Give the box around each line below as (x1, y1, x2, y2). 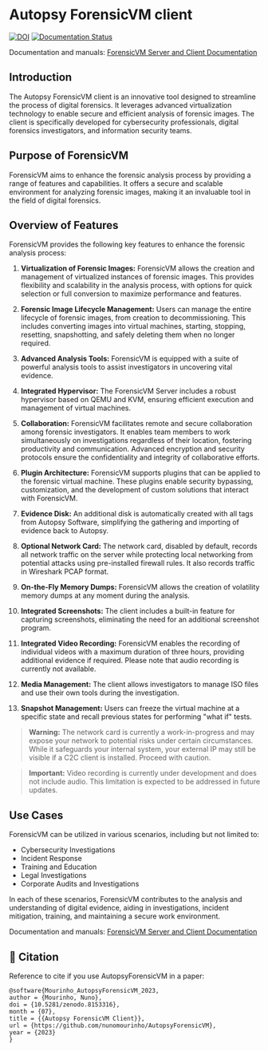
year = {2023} (9, 1029, 57, 1037)
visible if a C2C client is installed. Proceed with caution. (28, 753, 211, 763)
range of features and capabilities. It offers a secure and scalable (9, 178, 223, 188)
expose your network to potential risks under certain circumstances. (28, 736, 254, 745)
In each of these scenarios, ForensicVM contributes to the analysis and (9, 895, 242, 904)
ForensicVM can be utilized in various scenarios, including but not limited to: (9, 830, 260, 840)
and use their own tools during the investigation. (20, 688, 179, 697)
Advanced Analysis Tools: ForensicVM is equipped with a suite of (20, 354, 239, 364)
